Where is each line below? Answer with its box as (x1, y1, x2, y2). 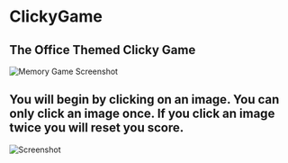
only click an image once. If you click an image (9, 106, 275, 122)
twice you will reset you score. (9, 120, 184, 136)
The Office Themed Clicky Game (9, 42, 196, 58)
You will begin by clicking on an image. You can (9, 92, 280, 107)
